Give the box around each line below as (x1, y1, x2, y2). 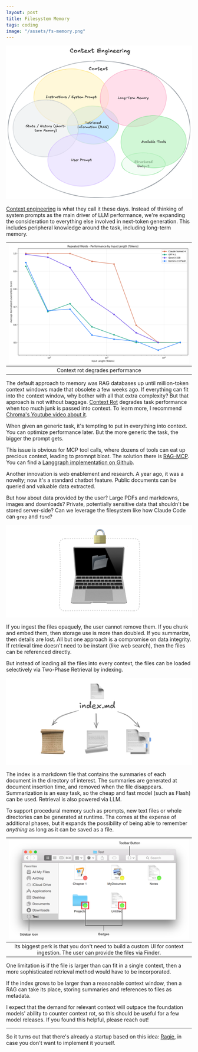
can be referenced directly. (6, 648, 72, 655)
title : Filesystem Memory (6, 15, 70, 22)
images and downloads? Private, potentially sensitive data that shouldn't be (6, 501, 190, 508)
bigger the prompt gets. (6, 435, 64, 442)
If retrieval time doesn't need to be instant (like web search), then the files (6, 642, 186, 649)
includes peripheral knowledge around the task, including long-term (6, 224, 171, 231)
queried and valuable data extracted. (6, 483, 95, 490)
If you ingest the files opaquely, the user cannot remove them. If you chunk (6, 623, 189, 630)
